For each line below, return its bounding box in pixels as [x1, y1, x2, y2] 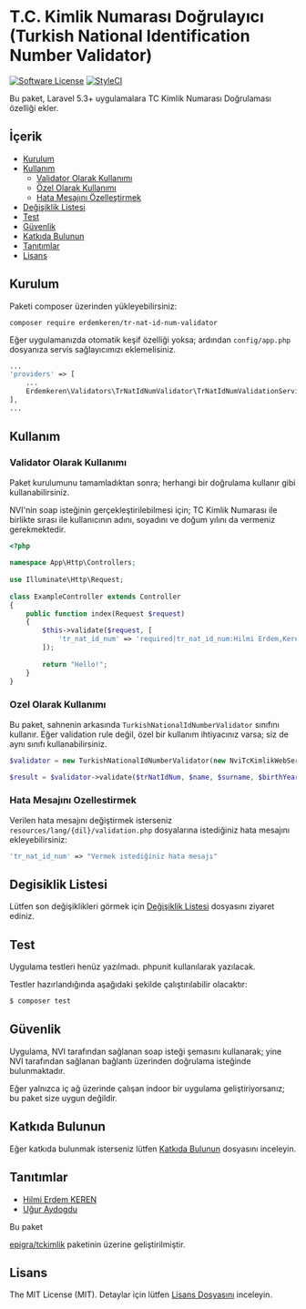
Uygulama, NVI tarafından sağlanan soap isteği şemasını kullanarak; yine [9, 1046, 282, 1057]
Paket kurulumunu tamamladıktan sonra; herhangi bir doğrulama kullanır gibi [9, 476, 296, 488]
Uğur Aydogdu [22, 1203, 77, 1214]
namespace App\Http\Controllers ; [9, 558, 137, 568]
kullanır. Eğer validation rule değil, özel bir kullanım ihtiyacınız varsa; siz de [9, 729, 289, 740]
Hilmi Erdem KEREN [22, 1193, 97, 1204]
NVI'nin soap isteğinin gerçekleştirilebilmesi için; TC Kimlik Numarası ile [9, 504, 278, 516]
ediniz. [9, 911, 35, 922]
